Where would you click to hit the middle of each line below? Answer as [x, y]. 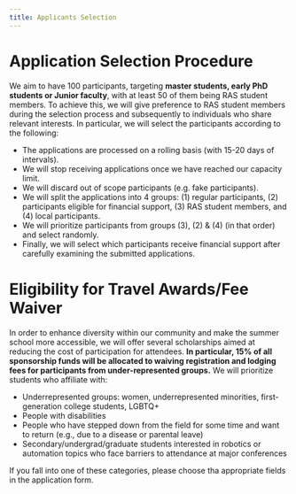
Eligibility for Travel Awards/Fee [129, 289]
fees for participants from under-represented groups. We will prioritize [141, 370]
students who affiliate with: [58, 379]
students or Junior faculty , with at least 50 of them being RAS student [139, 95]
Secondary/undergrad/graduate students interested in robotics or [141, 444]
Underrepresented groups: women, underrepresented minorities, [140, 397]
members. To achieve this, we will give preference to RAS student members [148, 104]
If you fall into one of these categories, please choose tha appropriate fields [148, 470]
